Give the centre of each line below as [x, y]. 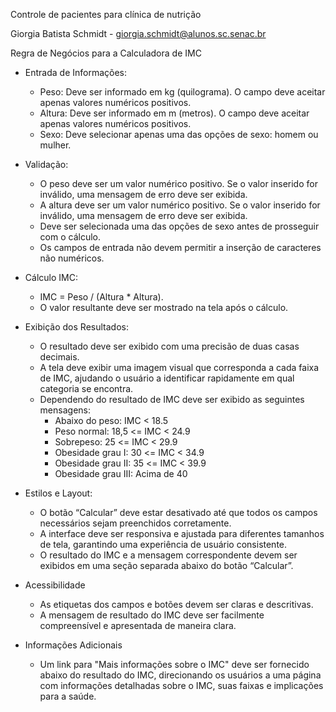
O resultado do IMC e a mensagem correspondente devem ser [168, 555]
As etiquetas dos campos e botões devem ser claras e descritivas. [176, 604]
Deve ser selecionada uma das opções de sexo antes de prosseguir [179, 226]
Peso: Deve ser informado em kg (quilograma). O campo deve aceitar [182, 92]
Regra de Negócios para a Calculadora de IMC [106, 53]
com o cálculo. [70, 237]
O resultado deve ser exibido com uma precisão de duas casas [169, 346]
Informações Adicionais [73, 645]
